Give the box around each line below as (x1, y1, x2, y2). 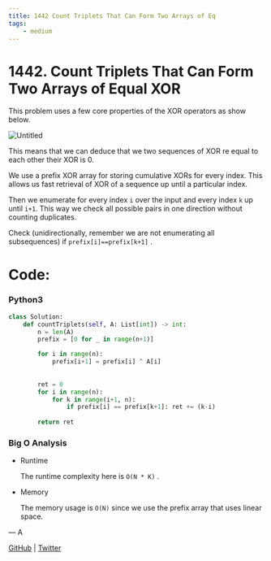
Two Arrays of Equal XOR (8, 79, 181, 98)
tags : (8, 20, 27, 28)
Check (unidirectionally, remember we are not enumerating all (8, 228, 215, 238)
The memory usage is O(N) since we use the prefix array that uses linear (19, 503, 262, 513)
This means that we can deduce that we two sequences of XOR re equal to (8, 146, 259, 156)
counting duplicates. (8, 212, 77, 222)
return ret (37, 418, 75, 427)
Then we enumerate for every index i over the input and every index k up (8, 195, 254, 205)
